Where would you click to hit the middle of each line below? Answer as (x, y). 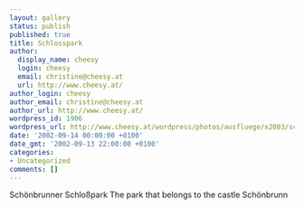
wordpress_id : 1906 (46, 119)
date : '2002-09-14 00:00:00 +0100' (76, 136)
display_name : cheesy (58, 60)
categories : (32, 152)
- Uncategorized (40, 161)
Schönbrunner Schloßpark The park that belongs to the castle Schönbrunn (149, 195)
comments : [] (34, 169)
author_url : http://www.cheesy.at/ (76, 110)
